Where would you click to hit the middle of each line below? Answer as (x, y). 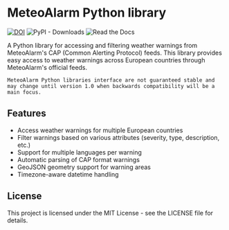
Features (27, 113)
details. (18, 220)
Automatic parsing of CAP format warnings (79, 159)
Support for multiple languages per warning (79, 152)
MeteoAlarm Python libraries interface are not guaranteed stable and (111, 80)
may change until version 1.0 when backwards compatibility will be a (111, 86)
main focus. (24, 92)
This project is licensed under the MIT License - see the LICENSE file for (110, 213)
